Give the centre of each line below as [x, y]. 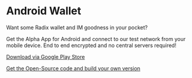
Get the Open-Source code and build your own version [73, 68]
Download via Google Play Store [45, 57]
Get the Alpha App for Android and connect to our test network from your [96, 39]
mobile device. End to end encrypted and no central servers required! [91, 45]
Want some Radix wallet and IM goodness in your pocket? [77, 27]
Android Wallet [44, 11]
